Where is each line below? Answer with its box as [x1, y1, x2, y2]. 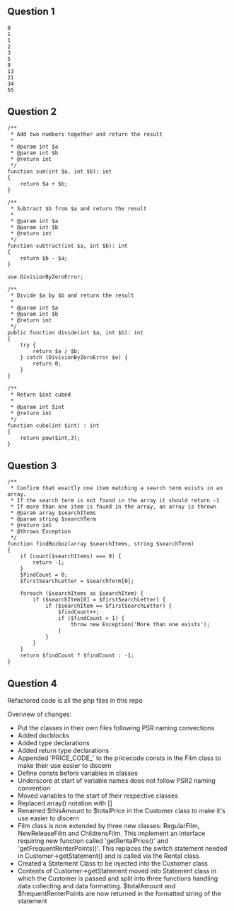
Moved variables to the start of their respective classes [17, 791, 178, 800]
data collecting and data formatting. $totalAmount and [17, 882, 176, 890]
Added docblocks [17, 731, 69, 740]
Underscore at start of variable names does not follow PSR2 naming [17, 776, 216, 785]
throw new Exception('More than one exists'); [70, 621, 211, 628]
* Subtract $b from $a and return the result [10, 205, 147, 212]
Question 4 [7, 677, 58, 689]
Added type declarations [17, 739, 90, 747]
